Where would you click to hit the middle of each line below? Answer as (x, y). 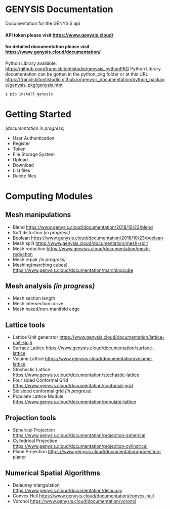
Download (23, 165)
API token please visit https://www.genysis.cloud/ (59, 35)
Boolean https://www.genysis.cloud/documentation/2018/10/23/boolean (88, 238)
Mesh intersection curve (38, 304)
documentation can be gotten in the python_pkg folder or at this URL (77, 74)
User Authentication (33, 138)
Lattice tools (25, 325)
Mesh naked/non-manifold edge (46, 309)
